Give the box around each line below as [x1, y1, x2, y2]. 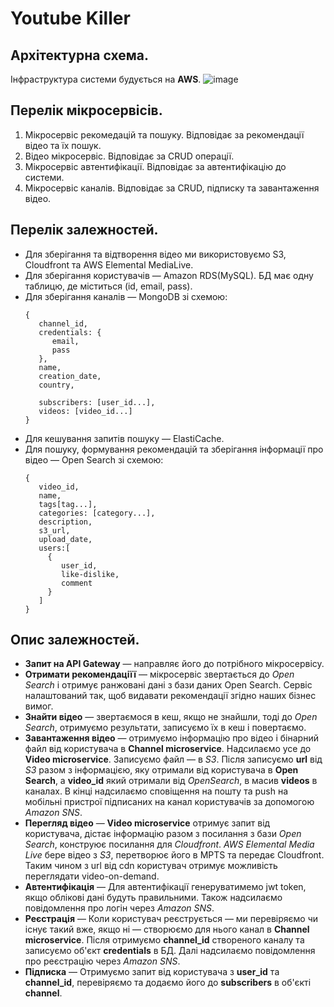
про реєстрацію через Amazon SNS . [24, 955, 181, 967]
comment [61, 578, 93, 588]
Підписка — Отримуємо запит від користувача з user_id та [24, 966, 280, 978]
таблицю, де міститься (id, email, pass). [24, 280, 193, 292]
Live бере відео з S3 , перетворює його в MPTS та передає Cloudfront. [24, 849, 325, 861]
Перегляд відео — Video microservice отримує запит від [24, 817, 271, 829]
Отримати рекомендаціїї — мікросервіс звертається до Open [24, 668, 295, 681]
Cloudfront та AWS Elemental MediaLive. [24, 258, 194, 271]
